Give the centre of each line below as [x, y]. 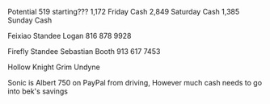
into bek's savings [38, 91]
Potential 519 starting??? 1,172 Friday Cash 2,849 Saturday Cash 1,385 [124, 12]
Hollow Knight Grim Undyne [54, 67]
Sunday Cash [30, 20]
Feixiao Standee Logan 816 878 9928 [70, 36]
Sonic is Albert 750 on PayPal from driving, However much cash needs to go [135, 83]
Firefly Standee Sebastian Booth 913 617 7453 [84, 51]
